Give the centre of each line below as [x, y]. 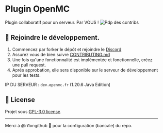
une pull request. [29, 65]
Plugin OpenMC [37, 9]
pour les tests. [26, 75]
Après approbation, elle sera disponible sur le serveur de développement [85, 70]
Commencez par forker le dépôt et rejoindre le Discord [67, 49]
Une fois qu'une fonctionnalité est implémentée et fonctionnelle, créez [82, 60]
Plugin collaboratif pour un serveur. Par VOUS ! [52, 22]
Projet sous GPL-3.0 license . [33, 111]
